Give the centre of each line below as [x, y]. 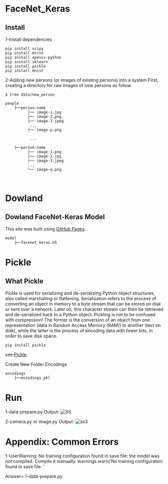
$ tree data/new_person [30, 95]
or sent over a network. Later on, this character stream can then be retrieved [84, 309]
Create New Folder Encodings [36, 364]
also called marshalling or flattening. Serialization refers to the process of [81, 298]
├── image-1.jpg [44, 112]
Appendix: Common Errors [62, 442]
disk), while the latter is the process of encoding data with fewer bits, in [79, 331]
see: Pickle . [17, 355]
